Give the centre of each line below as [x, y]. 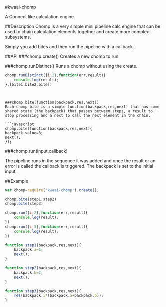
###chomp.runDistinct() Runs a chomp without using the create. [71, 66]
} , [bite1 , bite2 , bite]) [29, 84]
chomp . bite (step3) [24, 204]
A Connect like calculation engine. [40, 17]
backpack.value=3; [24, 133]
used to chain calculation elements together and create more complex [77, 32]
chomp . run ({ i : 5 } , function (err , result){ [47, 227]
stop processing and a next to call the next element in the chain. [78, 115]
